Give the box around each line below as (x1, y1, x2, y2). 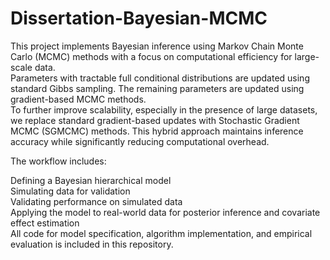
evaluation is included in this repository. (10, 238, 174, 250)
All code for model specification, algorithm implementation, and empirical (10, 227, 313, 239)
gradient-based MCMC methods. (10, 93, 147, 105)
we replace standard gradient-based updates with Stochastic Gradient (10, 114, 300, 126)
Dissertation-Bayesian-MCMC (10, 7, 268, 30)
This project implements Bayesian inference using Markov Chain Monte (10, 40, 304, 52)
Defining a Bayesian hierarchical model (10, 174, 172, 186)
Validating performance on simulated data (10, 195, 183, 207)
